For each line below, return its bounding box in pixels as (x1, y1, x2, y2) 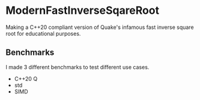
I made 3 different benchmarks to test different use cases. (5, 63, 150, 70)
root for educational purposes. (5, 30, 81, 37)
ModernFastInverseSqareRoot (5, 4, 160, 17)
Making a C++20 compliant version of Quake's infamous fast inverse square (5, 23, 194, 31)
